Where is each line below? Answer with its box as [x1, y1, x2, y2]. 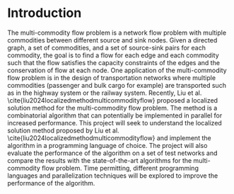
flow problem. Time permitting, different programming [41, 164, 199, 172]
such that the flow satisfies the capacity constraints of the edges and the [7, 58, 221, 67]
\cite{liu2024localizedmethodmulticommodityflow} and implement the [7, 133, 211, 142]
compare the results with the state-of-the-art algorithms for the [7, 156, 192, 164]
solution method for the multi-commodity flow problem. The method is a [7, 103, 218, 112]
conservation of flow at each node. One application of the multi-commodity [7, 66, 228, 74]
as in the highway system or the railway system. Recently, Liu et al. [7, 89, 202, 97]
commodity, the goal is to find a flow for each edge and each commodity [7, 51, 219, 59]
